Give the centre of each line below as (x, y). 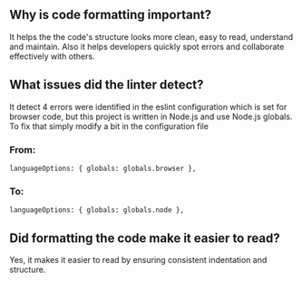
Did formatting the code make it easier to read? (145, 238)
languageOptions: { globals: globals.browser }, (103, 168)
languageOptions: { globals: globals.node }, (97, 210)
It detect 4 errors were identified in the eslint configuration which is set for (148, 106)
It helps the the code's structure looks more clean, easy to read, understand (151, 36)
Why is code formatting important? (110, 15)
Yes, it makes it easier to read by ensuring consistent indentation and (138, 260)
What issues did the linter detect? (107, 85)
